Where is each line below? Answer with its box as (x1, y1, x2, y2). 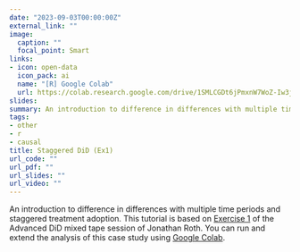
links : (9, 55, 34, 63)
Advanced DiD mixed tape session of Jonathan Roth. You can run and (9, 223, 266, 233)
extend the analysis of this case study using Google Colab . (9, 232, 226, 243)
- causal (9, 138, 42, 147)
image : (9, 29, 34, 38)
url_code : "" (9, 154, 58, 164)
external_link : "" (9, 21, 78, 30)
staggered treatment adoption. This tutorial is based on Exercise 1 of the (9, 214, 275, 224)
